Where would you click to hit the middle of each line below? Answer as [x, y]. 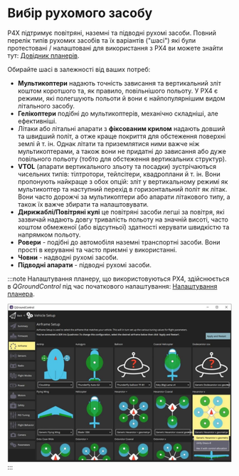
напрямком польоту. [49, 234]
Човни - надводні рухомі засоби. [68, 257]
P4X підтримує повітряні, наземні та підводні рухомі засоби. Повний [112, 33]
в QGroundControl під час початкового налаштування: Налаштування [112, 286]
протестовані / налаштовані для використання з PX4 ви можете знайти [115, 48]
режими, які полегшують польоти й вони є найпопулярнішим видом [121, 98]
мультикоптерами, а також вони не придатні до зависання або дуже [122, 151]
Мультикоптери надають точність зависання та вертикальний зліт [119, 83]
